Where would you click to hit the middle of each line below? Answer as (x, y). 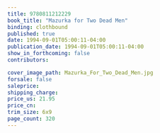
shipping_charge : (33, 93)
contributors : (28, 60)
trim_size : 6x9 (30, 112)
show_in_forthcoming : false (49, 54)
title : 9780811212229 (39, 14)
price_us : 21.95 (31, 99)
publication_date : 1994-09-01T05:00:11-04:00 (75, 47)
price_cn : (22, 106)
